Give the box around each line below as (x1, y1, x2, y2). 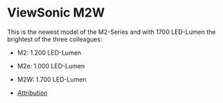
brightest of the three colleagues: (7, 35, 102, 43)
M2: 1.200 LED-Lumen (17, 48, 82, 57)
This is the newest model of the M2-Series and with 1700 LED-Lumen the (7, 28, 216, 36)
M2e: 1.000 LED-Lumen (17, 62, 85, 70)
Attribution (17, 88, 48, 97)
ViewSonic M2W (7, 5, 105, 21)
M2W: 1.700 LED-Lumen (17, 75, 87, 84)
